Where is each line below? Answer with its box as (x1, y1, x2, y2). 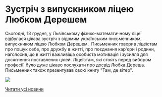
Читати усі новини (5, 86, 44, 92)
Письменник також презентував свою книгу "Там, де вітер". (5, 67, 133, 73)
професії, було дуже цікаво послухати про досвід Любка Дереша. (5, 62, 145, 68)
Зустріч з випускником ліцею (5, 3, 134, 15)
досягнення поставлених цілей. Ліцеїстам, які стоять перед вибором (5, 56, 152, 62)
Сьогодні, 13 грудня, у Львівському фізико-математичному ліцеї (5, 30, 142, 36)
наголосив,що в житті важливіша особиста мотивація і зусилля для (5, 51, 148, 57)
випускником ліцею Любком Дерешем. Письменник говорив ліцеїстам (5, 41, 158, 47)
